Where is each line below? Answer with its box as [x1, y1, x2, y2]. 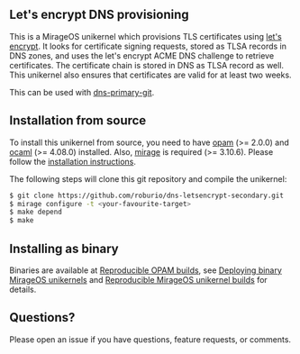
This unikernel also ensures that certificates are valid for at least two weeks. [9, 69, 292, 80]
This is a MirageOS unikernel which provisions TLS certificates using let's [9, 31, 282, 41]
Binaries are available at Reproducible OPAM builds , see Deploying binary [9, 265, 282, 276]
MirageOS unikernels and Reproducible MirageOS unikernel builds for [9, 274, 268, 285]
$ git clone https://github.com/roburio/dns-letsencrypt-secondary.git [9, 191, 284, 200]
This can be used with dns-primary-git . [9, 86, 155, 97]
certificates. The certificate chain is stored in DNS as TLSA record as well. [9, 59, 285, 70]
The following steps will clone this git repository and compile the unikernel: [9, 173, 287, 184]
